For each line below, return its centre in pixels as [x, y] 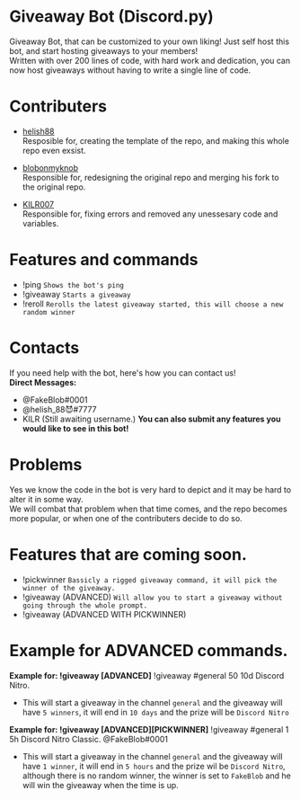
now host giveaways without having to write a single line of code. [130, 70]
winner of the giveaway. [69, 588]
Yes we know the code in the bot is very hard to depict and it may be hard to [150, 489]
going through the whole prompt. [85, 605]
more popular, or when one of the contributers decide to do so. [126, 518]
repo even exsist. [54, 150]
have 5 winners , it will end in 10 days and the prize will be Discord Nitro [155, 712]
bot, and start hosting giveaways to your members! [104, 50]
